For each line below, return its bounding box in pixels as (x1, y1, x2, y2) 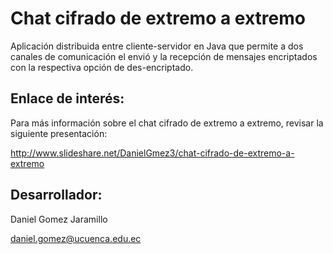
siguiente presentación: (10, 127, 108, 139)
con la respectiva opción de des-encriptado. (10, 61, 194, 73)
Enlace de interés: (10, 90, 125, 107)
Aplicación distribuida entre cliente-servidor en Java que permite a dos (10, 40, 304, 52)
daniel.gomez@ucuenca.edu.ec (10, 232, 142, 244)
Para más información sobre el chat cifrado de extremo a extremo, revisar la (10, 117, 324, 129)
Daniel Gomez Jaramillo (10, 213, 108, 225)
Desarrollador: (10, 187, 103, 204)
